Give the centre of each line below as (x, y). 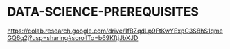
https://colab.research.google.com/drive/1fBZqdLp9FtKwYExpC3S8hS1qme (115, 31)
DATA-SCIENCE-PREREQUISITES (103, 12)
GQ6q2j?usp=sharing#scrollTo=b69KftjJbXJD (73, 37)
